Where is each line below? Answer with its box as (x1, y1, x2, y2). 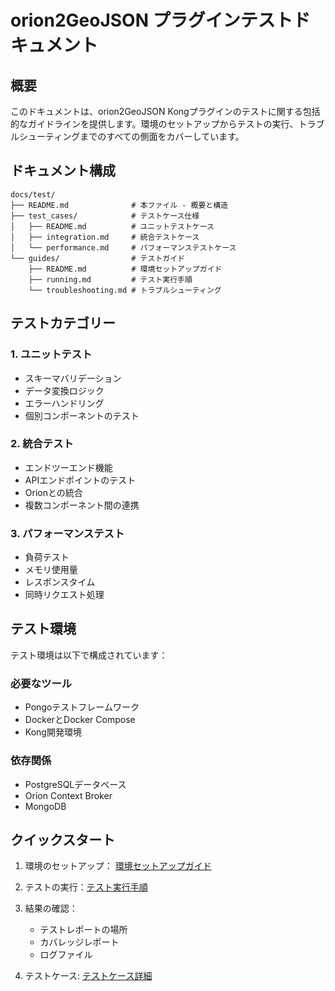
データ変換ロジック (24, 384, 105, 396)
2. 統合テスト (10, 437, 74, 451)
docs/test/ (10, 189, 56, 200)
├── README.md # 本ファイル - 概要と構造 (10, 200, 228, 210)
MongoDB (24, 800, 67, 812)
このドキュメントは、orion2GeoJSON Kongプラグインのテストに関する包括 (10, 106, 321, 117)
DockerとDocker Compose (24, 714, 136, 726)
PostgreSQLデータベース (24, 778, 127, 790)
